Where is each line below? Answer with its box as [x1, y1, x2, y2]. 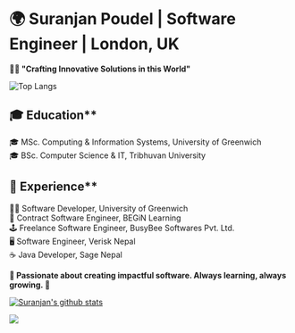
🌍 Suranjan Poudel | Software [9, 9, 237, 29]
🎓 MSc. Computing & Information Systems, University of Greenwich [9, 137, 262, 147]
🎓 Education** [9, 108, 97, 123]
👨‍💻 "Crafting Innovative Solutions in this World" [9, 63, 190, 74]
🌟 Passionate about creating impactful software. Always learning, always [9, 270, 287, 280]
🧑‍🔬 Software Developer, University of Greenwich [9, 203, 189, 213]
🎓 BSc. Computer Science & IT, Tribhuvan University [9, 150, 206, 161]
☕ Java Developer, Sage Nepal [9, 249, 122, 260]
